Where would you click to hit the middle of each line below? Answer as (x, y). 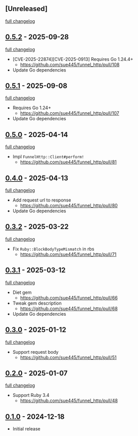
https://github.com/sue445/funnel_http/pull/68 (69, 308)
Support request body (36, 352)
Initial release (26, 429)
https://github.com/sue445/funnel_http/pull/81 (68, 162)
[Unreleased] (27, 9)
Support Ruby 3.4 (31, 395)
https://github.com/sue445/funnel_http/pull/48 (69, 400)
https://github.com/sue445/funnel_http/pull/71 (68, 254)
